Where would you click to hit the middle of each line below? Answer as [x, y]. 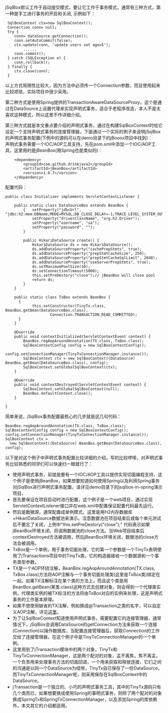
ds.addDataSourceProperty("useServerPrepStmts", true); [91, 262]
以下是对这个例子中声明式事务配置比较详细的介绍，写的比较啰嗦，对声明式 [82, 458]
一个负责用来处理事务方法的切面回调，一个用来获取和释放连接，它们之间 [87, 662]
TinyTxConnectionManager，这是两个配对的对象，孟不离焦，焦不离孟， [86, 656]
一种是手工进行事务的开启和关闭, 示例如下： [50, 13]
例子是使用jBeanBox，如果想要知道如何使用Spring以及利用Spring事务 [88, 481]
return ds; [43, 280]
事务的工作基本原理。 [34, 599]
